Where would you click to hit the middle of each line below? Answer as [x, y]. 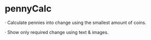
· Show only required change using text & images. [57, 32]
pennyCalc [28, 9]
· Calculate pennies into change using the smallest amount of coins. [75, 22]
